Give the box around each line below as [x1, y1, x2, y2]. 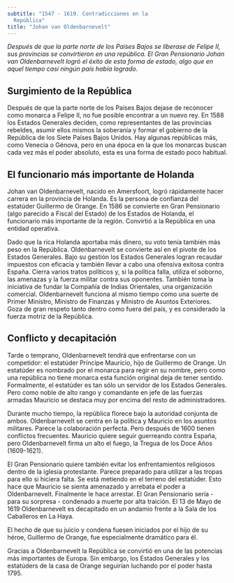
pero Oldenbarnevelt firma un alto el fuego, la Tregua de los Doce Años [7, 439, 213, 447]
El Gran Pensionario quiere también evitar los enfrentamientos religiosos [7, 460, 215, 468]
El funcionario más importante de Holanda [7, 169, 195, 181]
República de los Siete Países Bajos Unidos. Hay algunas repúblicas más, [7, 134, 218, 142]
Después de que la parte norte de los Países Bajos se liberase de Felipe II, [7, 43, 221, 51]
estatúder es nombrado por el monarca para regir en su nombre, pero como [7, 365, 226, 374]
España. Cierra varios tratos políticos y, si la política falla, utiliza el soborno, [7, 267, 224, 276]
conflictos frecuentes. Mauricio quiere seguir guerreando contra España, [7, 431, 217, 440]
